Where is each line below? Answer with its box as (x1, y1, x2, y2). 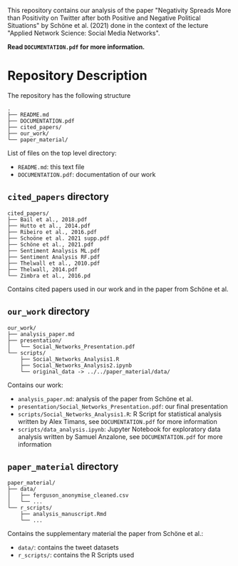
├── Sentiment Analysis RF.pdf (7, 253, 100, 261)
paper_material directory (7, 460, 119, 472)
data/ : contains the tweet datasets (17, 543, 119, 552)
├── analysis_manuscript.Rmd (20, 510, 107, 518)
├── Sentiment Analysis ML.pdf (7, 247, 100, 254)
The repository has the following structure (7, 91, 131, 99)
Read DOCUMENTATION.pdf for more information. (7, 43, 145, 51)
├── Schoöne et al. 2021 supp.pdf (7, 235, 110, 242)
